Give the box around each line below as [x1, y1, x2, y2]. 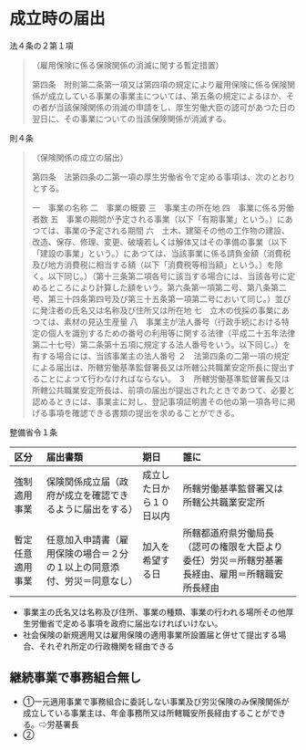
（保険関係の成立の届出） [31, 151, 128, 162]
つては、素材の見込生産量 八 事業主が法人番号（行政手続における [31, 316, 282, 327]
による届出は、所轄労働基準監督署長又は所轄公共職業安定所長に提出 [31, 361, 288, 372]
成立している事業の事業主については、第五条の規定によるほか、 [47, 90, 287, 101]
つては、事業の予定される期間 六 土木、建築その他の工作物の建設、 [31, 224, 290, 235]
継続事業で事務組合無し [9, 670, 141, 685]
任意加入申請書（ [46, 533, 120, 546]
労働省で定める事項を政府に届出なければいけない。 [30, 618, 223, 629]
